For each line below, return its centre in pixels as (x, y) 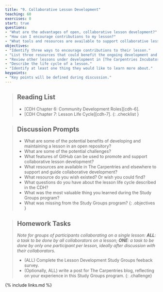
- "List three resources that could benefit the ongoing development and (81, 55)
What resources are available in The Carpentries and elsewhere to (90, 167)
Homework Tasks (44, 224)
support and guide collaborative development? (71, 172)
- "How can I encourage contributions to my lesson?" (61, 37)
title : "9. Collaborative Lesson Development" (53, 9)
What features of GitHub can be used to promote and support (86, 157)
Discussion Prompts (48, 129)
